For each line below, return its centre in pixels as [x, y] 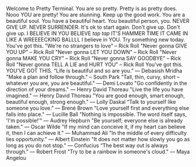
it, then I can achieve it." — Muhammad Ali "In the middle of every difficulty [97, 133]
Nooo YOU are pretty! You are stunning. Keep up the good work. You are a [96, 15]
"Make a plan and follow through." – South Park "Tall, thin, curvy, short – [93, 77]
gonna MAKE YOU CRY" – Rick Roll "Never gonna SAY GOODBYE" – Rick [94, 58]
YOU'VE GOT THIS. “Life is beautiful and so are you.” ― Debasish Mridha [94, 71]
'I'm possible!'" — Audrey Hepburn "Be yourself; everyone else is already [94, 120]
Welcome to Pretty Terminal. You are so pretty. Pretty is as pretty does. [92, 8]
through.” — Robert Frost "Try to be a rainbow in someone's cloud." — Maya [98, 151]
